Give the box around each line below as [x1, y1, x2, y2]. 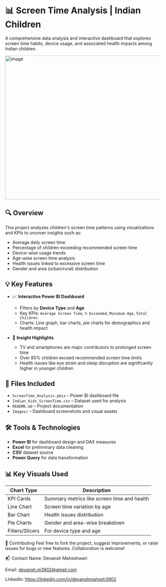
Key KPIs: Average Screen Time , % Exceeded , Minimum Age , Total [19, 310, 147, 316]
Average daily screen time [12, 239, 66, 245]
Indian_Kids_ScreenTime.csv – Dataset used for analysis [12, 398, 126, 404]
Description [83, 487, 111, 493]
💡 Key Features [5, 280, 53, 289]
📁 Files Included [5, 379, 55, 388]
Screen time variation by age [44, 503, 111, 510]
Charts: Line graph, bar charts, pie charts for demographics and [19, 320, 150, 326]
